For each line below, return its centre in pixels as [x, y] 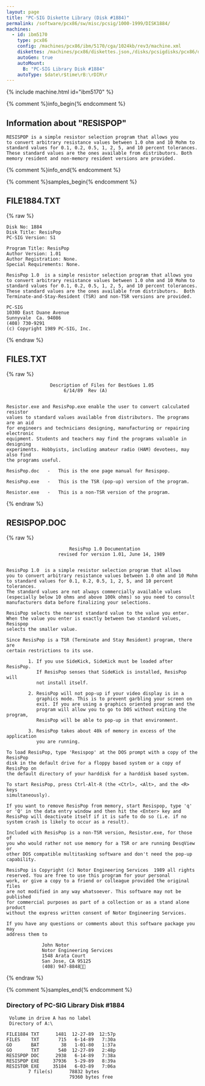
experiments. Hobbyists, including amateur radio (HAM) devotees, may [98, 449]
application [21, 736]
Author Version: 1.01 [34, 254]
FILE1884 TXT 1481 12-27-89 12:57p [61, 1034]
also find [19, 455]
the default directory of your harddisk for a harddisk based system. [98, 774]
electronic [20, 433]
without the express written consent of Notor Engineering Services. [97, 913]
